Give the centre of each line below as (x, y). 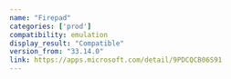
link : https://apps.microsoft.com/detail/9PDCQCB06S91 (116, 60)
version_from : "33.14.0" (57, 52)
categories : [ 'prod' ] (51, 26)
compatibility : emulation (58, 35)
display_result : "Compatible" (67, 43)
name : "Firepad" (40, 18)
